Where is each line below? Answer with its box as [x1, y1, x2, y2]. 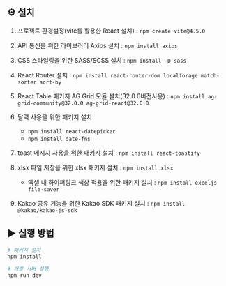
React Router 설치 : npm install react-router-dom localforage [17, 70, 198, 79]
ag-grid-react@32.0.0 [86, 100, 149, 107]
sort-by [39, 79, 62, 86]
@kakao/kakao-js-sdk [17, 206, 77, 214]
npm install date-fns [27, 135, 91, 142]
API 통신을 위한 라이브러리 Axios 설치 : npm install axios [17, 41, 178, 50]
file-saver [27, 186, 60, 193]
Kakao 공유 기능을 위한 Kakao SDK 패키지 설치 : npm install [17, 199, 186, 207]
